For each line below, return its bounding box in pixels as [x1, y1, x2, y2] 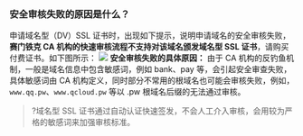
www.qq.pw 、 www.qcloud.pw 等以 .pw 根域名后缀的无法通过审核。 [9, 86, 246, 97]
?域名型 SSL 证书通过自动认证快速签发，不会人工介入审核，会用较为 [31, 105, 285, 116]
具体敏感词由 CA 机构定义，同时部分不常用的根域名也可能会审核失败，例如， [9, 75, 295, 86]
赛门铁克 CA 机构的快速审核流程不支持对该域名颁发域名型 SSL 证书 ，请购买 [9, 41, 289, 52]
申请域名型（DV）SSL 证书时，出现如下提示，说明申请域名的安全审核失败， [9, 30, 291, 41]
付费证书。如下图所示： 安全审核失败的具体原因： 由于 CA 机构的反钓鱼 [9, 52, 287, 64]
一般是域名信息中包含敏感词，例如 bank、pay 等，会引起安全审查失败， [24, 64, 292, 75]
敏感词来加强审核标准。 [47, 117, 136, 128]
